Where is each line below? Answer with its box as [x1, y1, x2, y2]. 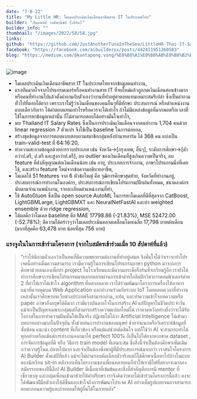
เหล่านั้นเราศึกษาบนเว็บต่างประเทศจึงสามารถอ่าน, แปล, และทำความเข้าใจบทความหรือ [20, 293, 184, 300]
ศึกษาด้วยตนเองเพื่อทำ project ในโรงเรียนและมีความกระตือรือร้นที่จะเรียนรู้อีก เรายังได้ [20, 266, 189, 273]
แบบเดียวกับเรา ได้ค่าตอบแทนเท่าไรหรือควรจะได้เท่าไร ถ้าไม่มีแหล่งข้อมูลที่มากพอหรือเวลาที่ [14, 106, 189, 113]
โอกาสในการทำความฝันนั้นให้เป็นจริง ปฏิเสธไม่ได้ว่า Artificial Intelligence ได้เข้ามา [20, 312, 187, 320]
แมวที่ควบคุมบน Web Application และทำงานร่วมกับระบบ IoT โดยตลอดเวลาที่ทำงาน [20, 286, 189, 293]
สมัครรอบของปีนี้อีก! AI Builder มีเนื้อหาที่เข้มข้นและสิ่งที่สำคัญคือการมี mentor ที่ [20, 365, 180, 373]
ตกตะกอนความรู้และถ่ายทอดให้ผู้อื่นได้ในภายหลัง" [20, 385, 116, 392]
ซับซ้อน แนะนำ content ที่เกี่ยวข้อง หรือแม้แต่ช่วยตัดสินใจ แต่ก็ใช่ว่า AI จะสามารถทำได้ [20, 326, 189, 333]
